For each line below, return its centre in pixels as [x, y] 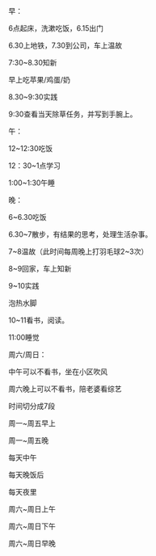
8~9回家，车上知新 [40, 269]
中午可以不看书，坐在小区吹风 [58, 372]
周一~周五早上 [32, 423]
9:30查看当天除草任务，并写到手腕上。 [73, 114]
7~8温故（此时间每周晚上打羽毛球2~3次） [78, 251]
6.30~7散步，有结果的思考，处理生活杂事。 [80, 234]
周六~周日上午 [32, 509]
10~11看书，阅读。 [39, 320]
